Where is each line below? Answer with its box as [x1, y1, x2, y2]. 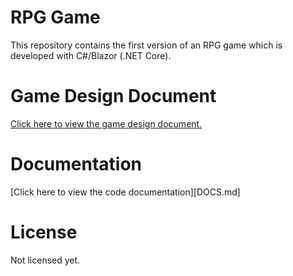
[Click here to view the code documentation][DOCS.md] [10, 186, 241, 198]
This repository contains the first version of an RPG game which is [10, 39, 283, 51]
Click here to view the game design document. [10, 117, 203, 130]
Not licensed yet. [10, 254, 81, 266]
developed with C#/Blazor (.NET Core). [10, 49, 172, 61]
